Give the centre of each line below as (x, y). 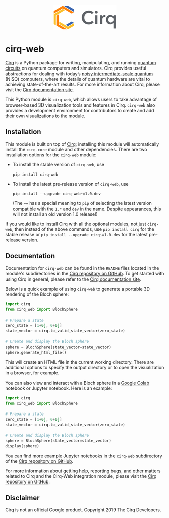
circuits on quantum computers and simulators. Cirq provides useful (76, 68)
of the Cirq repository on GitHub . (39, 461)
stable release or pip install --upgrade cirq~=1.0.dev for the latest (76, 235)
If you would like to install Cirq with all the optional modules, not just (76, 224)
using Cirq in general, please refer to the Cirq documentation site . (73, 279)
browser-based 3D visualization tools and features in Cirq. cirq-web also (80, 105)
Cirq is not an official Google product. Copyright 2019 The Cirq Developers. (83, 510)
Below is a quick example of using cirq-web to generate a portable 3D (78, 289)
